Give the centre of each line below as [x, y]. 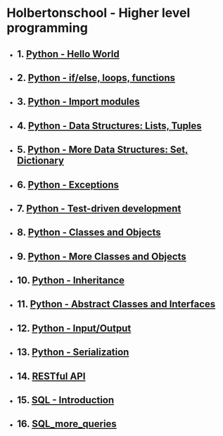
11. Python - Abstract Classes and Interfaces [116, 304]
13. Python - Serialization [73, 353]
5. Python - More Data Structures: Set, [102, 150]
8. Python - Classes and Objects [89, 233]
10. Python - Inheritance [70, 281]
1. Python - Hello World [68, 54]
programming [47, 28]
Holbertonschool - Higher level [98, 13]
